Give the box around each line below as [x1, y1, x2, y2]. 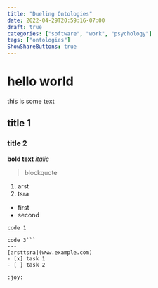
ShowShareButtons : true [7, 43, 77, 50]
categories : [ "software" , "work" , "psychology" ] [7, 30, 152, 37]
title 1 [7, 117, 32, 129]
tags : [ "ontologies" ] [7, 37, 71, 44]
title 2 [7, 138, 27, 148]
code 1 [7, 224, 27, 232]
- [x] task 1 [7, 255, 46, 262]
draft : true [7, 23, 42, 30]
